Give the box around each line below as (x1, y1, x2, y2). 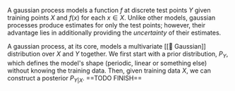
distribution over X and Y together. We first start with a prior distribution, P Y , (7, 49, 229, 59)
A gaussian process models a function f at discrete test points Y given (7, 6, 211, 14)
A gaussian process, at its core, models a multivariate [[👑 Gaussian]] (7, 42, 206, 50)
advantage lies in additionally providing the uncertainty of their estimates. (7, 28, 222, 37)
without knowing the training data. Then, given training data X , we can (7, 66, 212, 75)
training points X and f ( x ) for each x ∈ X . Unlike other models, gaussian (7, 13, 216, 22)
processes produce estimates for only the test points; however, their (7, 21, 206, 29)
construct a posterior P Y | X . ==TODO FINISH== (7, 73, 143, 84)
